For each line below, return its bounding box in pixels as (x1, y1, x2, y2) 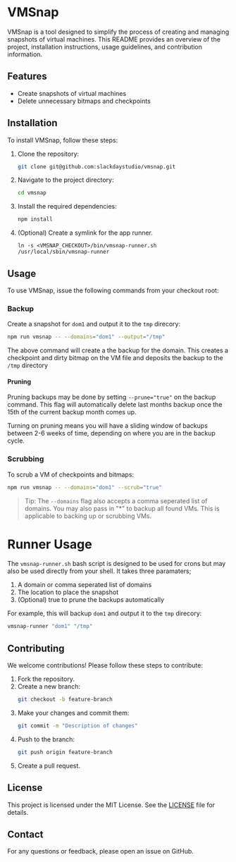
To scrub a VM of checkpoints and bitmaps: (7, 470, 135, 479)
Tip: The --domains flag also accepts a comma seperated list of (24, 496, 208, 505)
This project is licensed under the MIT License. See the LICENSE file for (7, 801, 216, 809)
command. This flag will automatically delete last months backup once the (7, 400, 223, 409)
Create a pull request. (17, 761, 81, 770)
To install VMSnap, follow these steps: (7, 135, 118, 144)
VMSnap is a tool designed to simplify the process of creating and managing (7, 27, 230, 36)
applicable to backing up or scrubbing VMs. (24, 512, 152, 520)
